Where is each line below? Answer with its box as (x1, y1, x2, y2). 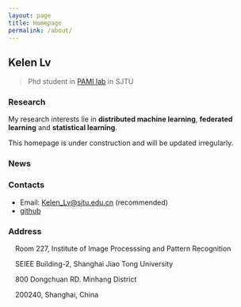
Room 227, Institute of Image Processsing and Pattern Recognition (15, 244, 231, 253)
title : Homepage (8, 19, 62, 27)
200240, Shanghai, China (15, 290, 99, 299)
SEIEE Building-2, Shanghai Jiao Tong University (15, 259, 174, 268)
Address (8, 225, 42, 236)
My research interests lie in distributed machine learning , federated (8, 114, 233, 124)
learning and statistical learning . (8, 123, 117, 132)
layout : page (8, 11, 52, 20)
